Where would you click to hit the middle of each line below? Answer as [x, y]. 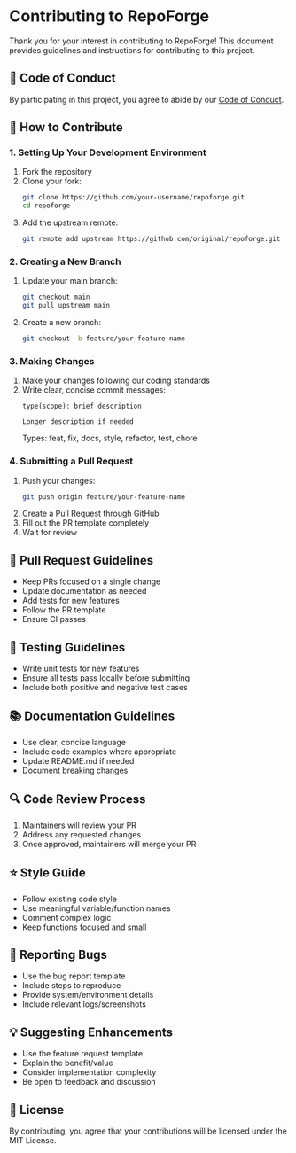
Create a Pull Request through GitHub [90, 514]
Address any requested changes [82, 834]
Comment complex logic [66, 917]
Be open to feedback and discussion [89, 1082]
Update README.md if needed [78, 760]
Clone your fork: [52, 181]
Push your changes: [58, 480]
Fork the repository [57, 172]
